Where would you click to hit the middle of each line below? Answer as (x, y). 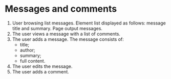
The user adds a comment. (41, 71)
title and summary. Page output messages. (57, 28)
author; (27, 50)
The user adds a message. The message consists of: (68, 39)
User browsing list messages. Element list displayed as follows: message (89, 23)
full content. (33, 61)
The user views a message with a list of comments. (66, 34)
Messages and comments (61, 9)
